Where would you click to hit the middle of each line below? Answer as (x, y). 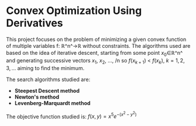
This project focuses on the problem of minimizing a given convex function (96, 39)
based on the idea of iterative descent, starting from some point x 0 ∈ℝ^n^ (94, 53)
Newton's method (37, 97)
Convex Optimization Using (74, 11)
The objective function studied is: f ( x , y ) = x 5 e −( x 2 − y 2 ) (71, 116)
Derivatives (35, 23)
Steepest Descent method (47, 90)
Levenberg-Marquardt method (52, 103)
